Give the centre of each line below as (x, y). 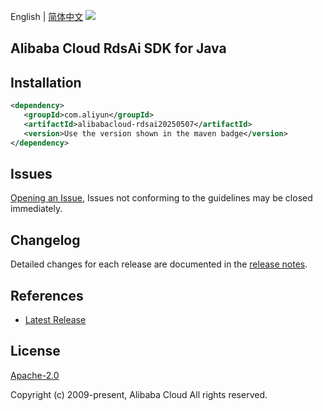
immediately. (36, 209)
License (35, 351)
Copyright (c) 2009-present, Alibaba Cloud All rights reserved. (139, 394)
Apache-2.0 (35, 375)
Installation (46, 82)
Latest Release (55, 320)
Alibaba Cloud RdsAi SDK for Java (118, 48)
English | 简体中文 (47, 16)
